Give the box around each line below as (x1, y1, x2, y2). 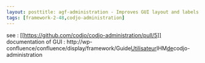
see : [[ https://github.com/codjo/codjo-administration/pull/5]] (6, 31, 161, 39)
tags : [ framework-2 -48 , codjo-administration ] (6, 15, 125, 21)
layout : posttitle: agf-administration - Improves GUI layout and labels (6, 9, 199, 15)
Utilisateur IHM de (131, 44, 174, 52)
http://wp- (66, 38, 93, 45)
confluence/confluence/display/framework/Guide (6, 44, 131, 52)
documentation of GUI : (6, 38, 66, 45)
